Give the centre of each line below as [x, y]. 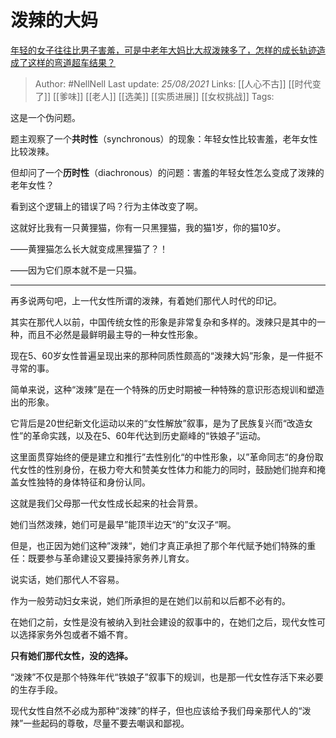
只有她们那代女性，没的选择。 [71, 655]
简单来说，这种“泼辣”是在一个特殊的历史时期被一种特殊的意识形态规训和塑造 [167, 389]
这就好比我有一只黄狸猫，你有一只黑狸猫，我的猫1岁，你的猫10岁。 [148, 227]
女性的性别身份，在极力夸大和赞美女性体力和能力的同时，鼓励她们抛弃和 [167, 469]
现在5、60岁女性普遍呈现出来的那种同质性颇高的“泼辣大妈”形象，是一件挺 [162, 355]
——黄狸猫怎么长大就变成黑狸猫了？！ [89, 248]
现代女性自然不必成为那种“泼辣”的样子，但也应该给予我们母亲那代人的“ [156, 710]
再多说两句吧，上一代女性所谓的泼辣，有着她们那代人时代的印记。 [146, 300]
